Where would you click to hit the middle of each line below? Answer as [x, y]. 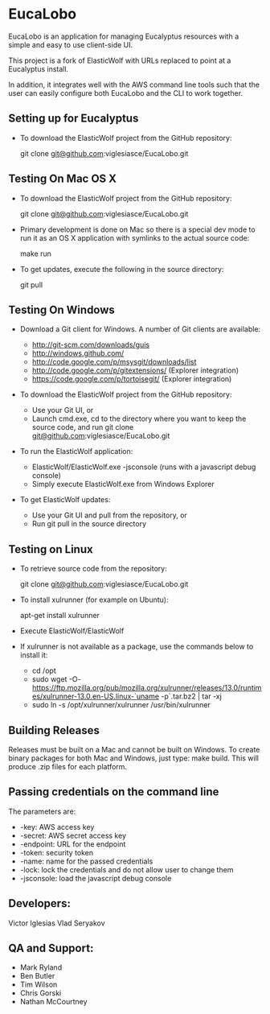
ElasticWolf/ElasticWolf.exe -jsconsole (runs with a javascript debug [144, 467]
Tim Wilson [39, 985]
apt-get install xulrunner [60, 616]
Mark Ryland [41, 967]
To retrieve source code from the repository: [93, 569]
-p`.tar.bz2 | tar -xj [191, 696]
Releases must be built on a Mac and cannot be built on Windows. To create [134, 750]
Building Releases [54, 730]
